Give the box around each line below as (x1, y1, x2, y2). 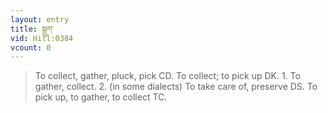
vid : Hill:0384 (10, 33, 74, 43)
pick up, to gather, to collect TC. (34, 91, 168, 103)
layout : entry (10, 14, 70, 25)
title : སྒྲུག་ (10, 24, 55, 34)
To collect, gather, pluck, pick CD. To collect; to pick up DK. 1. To (34, 70, 301, 82)
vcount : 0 (10, 42, 52, 53)
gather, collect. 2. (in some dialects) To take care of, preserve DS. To (34, 81, 318, 93)
